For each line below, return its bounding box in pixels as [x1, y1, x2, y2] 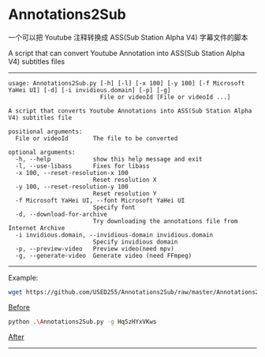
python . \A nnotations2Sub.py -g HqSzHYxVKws [8, 318, 157, 325]
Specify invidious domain [92, 238, 178, 246]
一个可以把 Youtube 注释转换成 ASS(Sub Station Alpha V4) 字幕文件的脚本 [8, 32, 248, 42]
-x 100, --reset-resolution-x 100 [15, 169, 129, 177]
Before [8, 302, 30, 312]
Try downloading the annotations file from [92, 217, 238, 225]
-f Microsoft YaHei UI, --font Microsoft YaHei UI [15, 196, 185, 204]
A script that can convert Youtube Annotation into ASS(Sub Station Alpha [8, 48, 245, 58]
